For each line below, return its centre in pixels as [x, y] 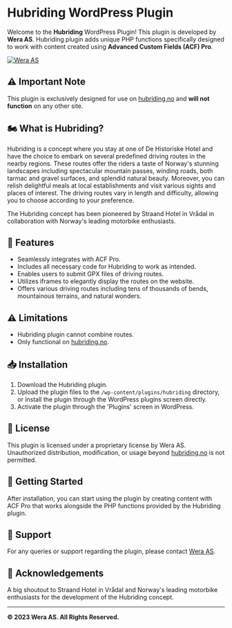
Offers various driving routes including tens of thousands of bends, [113, 289]
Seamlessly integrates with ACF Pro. [69, 259]
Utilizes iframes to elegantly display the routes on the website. [106, 281]
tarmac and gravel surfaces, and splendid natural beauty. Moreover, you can [116, 178]
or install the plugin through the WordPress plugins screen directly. [112, 399]
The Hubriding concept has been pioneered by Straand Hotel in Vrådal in [111, 213]
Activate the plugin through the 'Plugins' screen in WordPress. [106, 407]
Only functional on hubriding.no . [63, 342]
